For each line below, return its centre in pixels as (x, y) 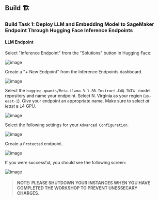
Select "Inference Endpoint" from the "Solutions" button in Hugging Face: (78, 53)
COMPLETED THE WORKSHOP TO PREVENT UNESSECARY (77, 188)
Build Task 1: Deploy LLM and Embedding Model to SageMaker (79, 24)
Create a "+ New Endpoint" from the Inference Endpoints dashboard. (74, 71)
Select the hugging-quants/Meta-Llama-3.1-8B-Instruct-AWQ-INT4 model (78, 90)
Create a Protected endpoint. (34, 143)
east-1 (12, 101)
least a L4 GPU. (21, 106)
